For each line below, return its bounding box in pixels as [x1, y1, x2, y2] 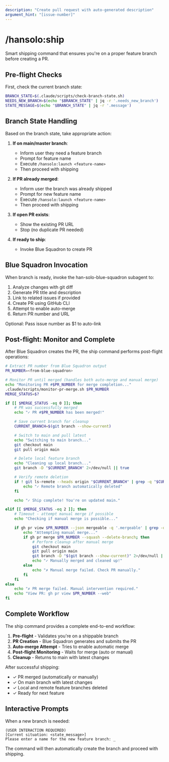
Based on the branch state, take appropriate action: [5, 130, 112, 136]
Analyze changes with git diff [12, 284, 73, 290]
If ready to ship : [12, 236, 46, 242]
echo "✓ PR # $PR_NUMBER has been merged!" [14, 410, 105, 415]
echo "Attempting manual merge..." [23, 530, 98, 535]
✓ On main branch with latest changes [12, 679, 93, 685]
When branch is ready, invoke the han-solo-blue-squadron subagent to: [5, 274, 154, 280]
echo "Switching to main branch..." [14, 438, 92, 443]
